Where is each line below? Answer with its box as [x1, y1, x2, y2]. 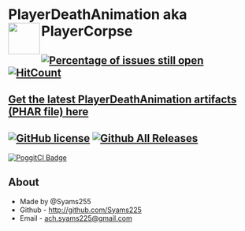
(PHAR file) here [8, 105, 89, 118]
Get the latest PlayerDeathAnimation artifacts [8, 92, 237, 106]
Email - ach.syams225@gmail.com [19, 213, 132, 222]
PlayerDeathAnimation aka [8, 6, 187, 24]
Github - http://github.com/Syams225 [19, 205, 142, 214]
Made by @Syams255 [19, 196, 92, 206]
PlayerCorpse [41, 22, 133, 40]
